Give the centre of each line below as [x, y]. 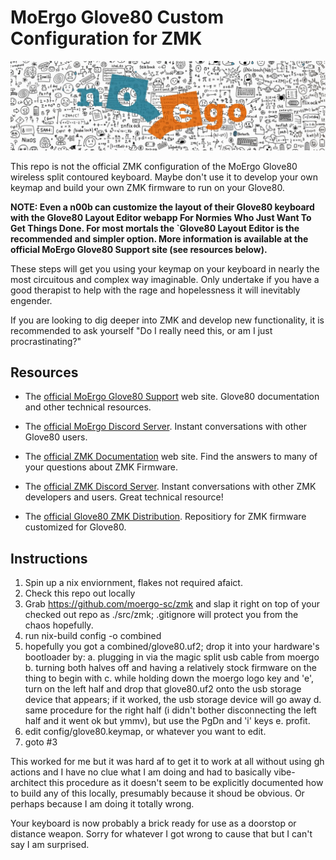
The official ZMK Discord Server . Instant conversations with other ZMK [170, 487]
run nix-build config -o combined [93, 636]
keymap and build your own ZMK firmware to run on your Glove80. [147, 187]
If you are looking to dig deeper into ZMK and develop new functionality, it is [167, 320]
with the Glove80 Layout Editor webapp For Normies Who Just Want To [161, 217]
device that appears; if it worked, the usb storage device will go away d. [173, 700]
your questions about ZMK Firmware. [101, 467]
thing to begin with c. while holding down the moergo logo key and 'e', [169, 678]
